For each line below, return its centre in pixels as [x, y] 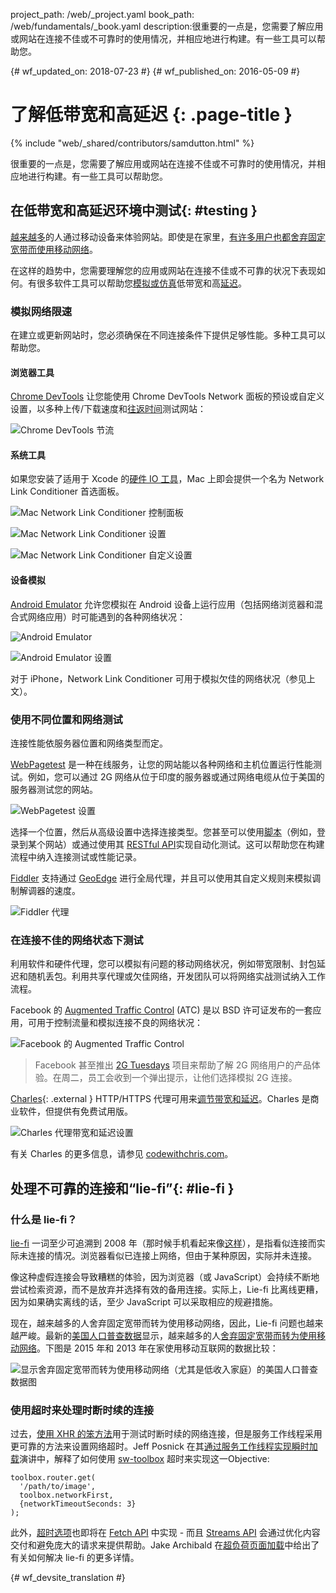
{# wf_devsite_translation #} [68, 1578]
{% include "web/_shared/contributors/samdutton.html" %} [132, 143]
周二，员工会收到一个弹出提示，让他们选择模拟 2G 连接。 [179, 1078]
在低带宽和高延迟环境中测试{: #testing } [134, 210]
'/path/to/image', [58, 1487]
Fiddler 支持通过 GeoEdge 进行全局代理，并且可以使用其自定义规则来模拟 [161, 878]
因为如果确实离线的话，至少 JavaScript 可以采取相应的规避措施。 [144, 1301]
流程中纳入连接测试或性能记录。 [76, 856]
